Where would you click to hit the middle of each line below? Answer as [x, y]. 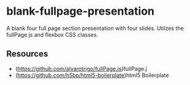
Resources [27, 54]
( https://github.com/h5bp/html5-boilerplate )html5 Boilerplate [92, 75]
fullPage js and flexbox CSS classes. [52, 34]
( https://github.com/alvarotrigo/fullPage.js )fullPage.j [81, 68]
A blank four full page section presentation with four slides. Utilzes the [95, 28]
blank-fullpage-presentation [80, 11]
